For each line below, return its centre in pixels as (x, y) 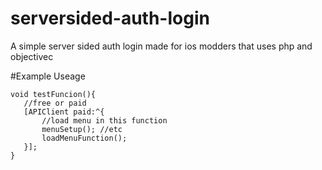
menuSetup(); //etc (82, 129)
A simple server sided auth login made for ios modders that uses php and (161, 46)
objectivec (32, 56)
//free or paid (55, 103)
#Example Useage (48, 76)
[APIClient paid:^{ (64, 112)
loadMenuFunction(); (84, 138)
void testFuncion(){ (53, 94)
